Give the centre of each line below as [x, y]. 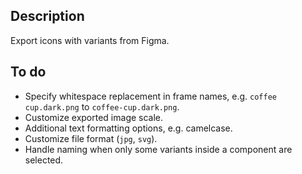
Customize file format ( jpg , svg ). [91, 138]
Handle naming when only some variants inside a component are [158, 149]
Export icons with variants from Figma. [90, 40]
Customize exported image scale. [94, 117]
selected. [44, 160]
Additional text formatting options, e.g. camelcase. [128, 128]
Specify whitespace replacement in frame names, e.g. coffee [150, 96]
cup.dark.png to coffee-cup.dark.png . [102, 106]
